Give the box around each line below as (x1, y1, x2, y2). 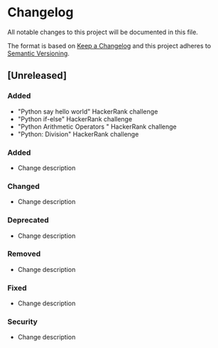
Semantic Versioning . (7, 49, 70, 58)
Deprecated (7, 215, 50, 225)
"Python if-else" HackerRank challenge (17, 114, 133, 123)
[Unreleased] (7, 70, 67, 82)
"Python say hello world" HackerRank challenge (17, 107, 158, 116)
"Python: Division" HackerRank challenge (17, 129, 139, 138)
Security (7, 317, 38, 327)
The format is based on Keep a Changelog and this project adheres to (7, 41, 212, 50)
